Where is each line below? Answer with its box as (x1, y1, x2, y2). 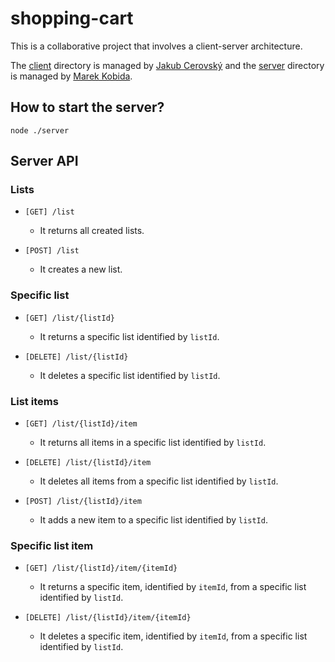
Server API (10, 153, 79, 170)
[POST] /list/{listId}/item (24, 497, 142, 507)
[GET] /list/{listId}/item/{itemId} (24, 563, 178, 574)
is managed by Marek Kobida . (10, 70, 133, 82)
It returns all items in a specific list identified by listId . (39, 437, 267, 449)
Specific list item (10, 538, 94, 552)
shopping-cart (10, 7, 134, 30)
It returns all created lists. (39, 225, 145, 237)
